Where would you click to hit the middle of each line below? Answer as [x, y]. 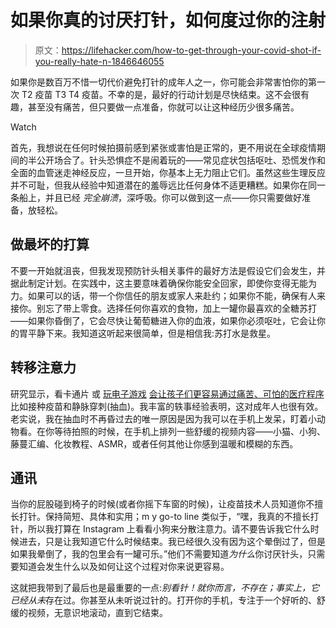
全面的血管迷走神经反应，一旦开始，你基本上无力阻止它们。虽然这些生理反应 [168, 172]
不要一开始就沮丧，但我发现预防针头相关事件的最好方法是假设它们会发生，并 [168, 270]
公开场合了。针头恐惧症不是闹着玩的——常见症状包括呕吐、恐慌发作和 [181, 160]
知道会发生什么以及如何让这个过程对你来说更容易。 [124, 567]
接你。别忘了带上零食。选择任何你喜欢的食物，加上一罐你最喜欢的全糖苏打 [163, 308]
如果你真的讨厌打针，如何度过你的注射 [168, 20]
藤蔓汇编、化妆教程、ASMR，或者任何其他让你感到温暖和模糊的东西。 [154, 443]
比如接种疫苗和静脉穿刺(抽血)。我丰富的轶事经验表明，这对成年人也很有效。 [167, 406]
